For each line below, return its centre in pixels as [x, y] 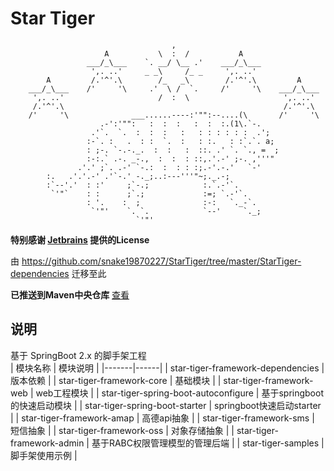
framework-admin [47, 443]
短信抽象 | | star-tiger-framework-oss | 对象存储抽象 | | [122, 430]
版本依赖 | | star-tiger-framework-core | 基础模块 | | [116, 380]
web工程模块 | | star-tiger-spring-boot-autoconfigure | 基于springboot [179, 393]
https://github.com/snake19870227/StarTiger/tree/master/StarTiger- [161, 261]
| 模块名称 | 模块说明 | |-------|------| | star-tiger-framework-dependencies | [167, 368]
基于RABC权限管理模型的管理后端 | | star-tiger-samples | [208, 443]
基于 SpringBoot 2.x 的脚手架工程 [78, 355]
